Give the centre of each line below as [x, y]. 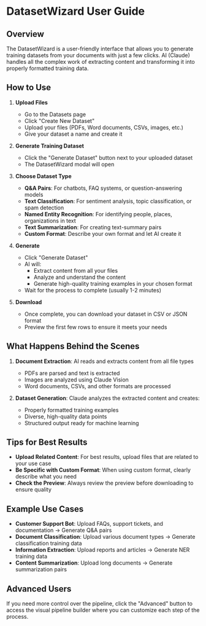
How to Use [29, 88]
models [34, 194]
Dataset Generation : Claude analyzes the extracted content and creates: [107, 398]
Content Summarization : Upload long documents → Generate [94, 563]
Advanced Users [39, 589]
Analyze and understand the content [80, 277]
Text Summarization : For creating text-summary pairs [93, 227]
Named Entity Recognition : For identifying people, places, [98, 214]
